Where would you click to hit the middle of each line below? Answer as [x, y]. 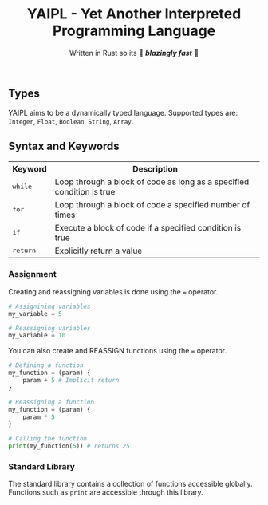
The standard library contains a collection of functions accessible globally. [130, 484]
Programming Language [134, 31]
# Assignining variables [49, 306]
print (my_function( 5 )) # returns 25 [69, 446]
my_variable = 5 [35, 314]
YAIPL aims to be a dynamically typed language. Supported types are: [123, 112]
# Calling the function [48, 439]
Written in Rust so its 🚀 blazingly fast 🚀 [134, 53]
